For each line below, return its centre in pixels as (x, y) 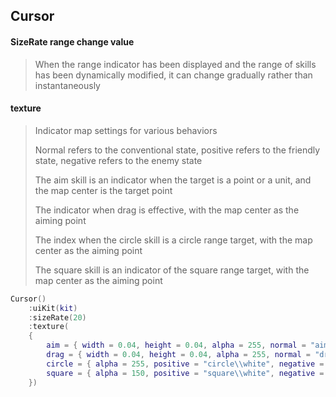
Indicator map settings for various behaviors (126, 130)
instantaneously (67, 85)
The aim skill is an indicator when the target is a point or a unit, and (173, 180)
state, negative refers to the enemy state (118, 160)
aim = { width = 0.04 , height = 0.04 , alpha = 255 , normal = (176, 345)
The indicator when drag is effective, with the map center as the (167, 210)
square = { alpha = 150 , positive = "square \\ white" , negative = (185, 373)
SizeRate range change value (72, 41)
